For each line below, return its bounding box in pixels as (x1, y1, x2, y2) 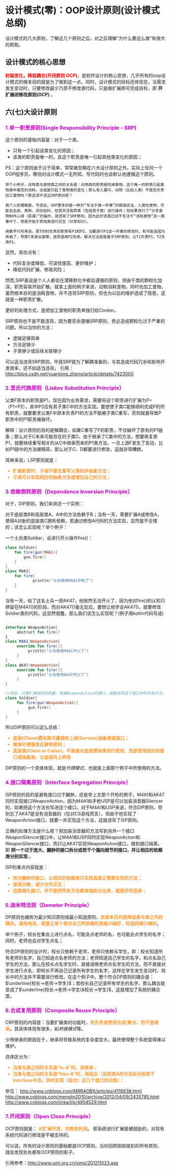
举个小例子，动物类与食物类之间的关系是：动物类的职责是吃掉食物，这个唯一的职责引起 (5, 182, 161, 187)
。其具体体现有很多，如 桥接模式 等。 (10, 1026, 85, 1032)
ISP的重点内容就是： (5, 864, 48, 870)
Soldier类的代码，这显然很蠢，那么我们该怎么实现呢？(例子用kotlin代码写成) (5, 610, 164, 616)
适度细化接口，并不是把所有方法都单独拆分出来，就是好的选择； (12, 888, 147, 894)
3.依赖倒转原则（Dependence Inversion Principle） (5, 488, 133, 495)
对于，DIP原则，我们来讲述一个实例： (5, 501, 84, 507)
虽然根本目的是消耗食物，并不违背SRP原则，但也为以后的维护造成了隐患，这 (5, 290, 165, 296)
